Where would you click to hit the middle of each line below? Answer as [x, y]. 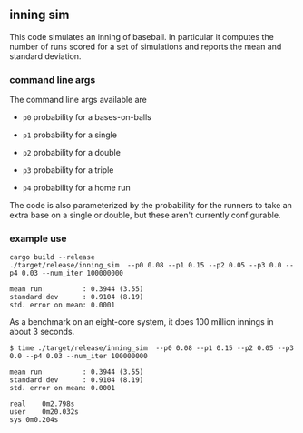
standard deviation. [45, 56]
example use [38, 238]
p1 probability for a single [70, 135]
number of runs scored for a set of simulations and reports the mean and [146, 46]
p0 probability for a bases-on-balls [87, 117]
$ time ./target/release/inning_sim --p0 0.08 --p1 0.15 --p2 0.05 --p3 [152, 348]
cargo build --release [52, 257]
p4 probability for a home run [77, 188]
